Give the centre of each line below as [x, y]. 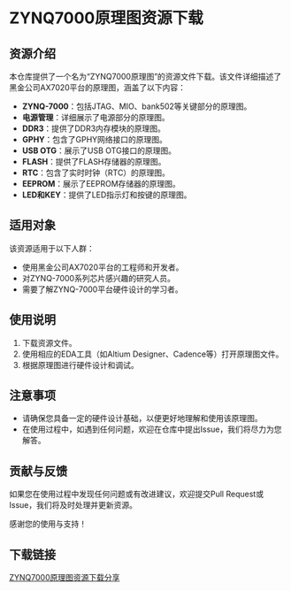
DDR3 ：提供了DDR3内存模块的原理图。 [94, 128]
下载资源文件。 [49, 342]
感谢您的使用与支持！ [48, 524]
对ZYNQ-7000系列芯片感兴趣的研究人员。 [98, 278]
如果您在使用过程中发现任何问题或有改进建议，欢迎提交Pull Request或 [136, 494]
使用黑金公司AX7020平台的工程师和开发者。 [103, 267]
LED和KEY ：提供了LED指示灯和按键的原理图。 [107, 195]
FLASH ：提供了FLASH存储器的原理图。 [94, 161]
